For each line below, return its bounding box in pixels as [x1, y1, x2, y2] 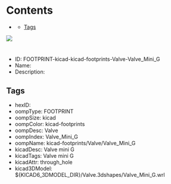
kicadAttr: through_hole [14, 158, 73, 165]
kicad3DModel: [14, 165, 52, 172]
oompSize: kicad [14, 114, 57, 121]
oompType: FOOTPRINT [14, 108, 74, 115]
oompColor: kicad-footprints [14, 120, 85, 127]
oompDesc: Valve [14, 127, 58, 134]
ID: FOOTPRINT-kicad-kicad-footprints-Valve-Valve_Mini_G [14, 56, 160, 63]
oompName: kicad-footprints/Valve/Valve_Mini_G [14, 139, 136, 146]
